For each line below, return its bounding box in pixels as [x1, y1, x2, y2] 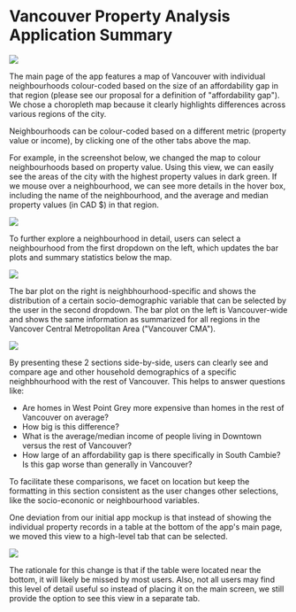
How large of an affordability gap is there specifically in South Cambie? [21, 449, 281, 460]
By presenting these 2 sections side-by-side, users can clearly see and [9, 357, 269, 368]
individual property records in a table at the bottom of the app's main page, [9, 521, 283, 532]
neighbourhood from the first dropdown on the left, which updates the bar [9, 242, 279, 253]
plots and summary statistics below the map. [9, 252, 172, 262]
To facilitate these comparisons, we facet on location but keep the [9, 476, 250, 486]
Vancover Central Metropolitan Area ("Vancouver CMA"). [9, 323, 216, 334]
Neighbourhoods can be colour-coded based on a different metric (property [9, 126, 287, 136]
